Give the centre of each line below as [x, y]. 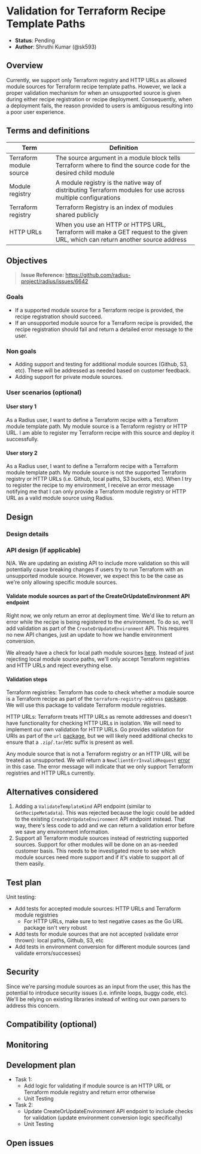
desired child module [85, 173]
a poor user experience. [36, 112]
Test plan [24, 882]
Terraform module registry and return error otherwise [89, 1092]
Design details [28, 534]
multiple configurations [88, 197]
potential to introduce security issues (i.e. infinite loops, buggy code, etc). [97, 993]
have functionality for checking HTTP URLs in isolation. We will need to [94, 723]
